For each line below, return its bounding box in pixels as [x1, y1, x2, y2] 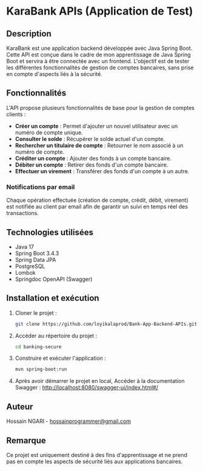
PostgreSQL [15, 263, 45, 270]
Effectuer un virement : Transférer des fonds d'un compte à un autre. [15, 167, 190, 174]
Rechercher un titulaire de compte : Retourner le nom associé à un [15, 142, 184, 149]
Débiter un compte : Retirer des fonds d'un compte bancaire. [15, 161, 168, 168]
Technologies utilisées [6, 227, 94, 238]
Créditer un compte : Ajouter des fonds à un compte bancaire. [15, 154, 171, 162]
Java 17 [15, 243, 35, 250]
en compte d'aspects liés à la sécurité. [6, 70, 103, 77]
